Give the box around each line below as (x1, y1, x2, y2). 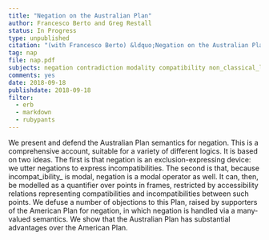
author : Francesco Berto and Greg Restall (8, 19, 152, 27)
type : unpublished (8, 34, 70, 42)
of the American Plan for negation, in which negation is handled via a (8, 206, 235, 215)
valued (8, 214, 31, 224)
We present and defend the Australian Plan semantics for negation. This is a (8, 138, 259, 147)
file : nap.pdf (8, 57, 56, 65)
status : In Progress (8, 26, 78, 34)
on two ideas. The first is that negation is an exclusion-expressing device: (8, 154, 251, 164)
